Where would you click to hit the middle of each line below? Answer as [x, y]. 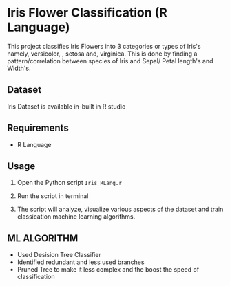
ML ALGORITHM [43, 238]
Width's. [19, 68]
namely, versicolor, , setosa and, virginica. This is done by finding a [102, 54]
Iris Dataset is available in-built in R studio [66, 106]
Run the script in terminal [53, 196]
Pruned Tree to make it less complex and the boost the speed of [108, 269]
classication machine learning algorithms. [76, 217]
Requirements [38, 128]
